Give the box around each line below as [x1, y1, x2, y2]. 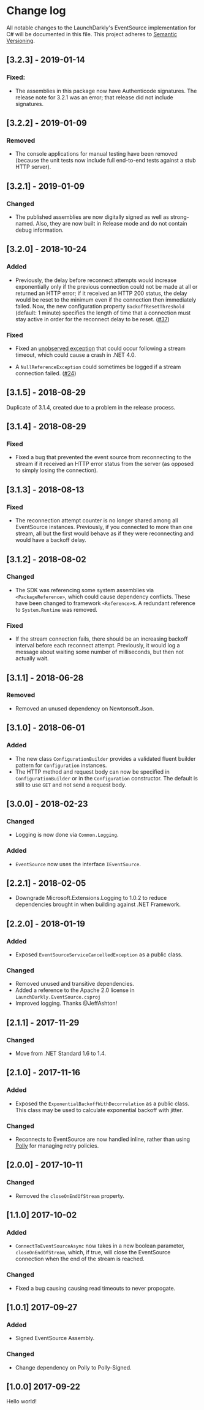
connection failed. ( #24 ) [15, 369, 77, 377]
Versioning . [6, 37, 36, 44]
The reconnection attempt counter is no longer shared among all [15, 517, 178, 524]
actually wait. [15, 655, 49, 662]
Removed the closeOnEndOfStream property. [15, 1192, 124, 1199]
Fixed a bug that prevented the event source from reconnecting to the [15, 454, 192, 461]
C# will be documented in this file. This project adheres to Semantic [6, 30, 178, 37]
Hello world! [6, 1398, 37, 1405]
